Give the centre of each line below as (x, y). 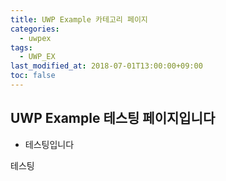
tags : (21, 47)
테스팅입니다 (49, 144)
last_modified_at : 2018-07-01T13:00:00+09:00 (106, 66)
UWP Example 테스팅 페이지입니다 (113, 118)
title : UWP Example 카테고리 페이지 (79, 19)
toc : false (33, 76)
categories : (35, 29)
